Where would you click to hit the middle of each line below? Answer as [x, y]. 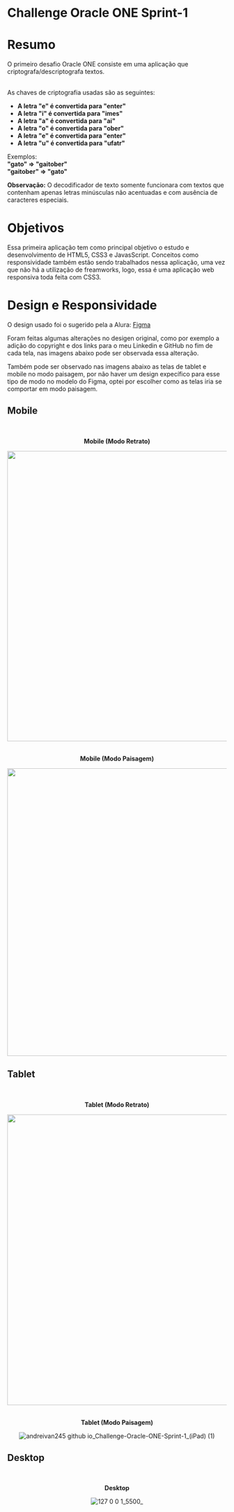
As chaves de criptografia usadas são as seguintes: [81, 93]
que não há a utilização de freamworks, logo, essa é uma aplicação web [111, 270]
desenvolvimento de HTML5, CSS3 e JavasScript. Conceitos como [103, 255]
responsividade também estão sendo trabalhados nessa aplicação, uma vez [116, 263]
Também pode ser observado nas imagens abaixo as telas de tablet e [107, 367]
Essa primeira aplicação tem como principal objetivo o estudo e [98, 248]
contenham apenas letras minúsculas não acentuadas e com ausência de [112, 193]
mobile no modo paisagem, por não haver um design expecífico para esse [114, 374]
